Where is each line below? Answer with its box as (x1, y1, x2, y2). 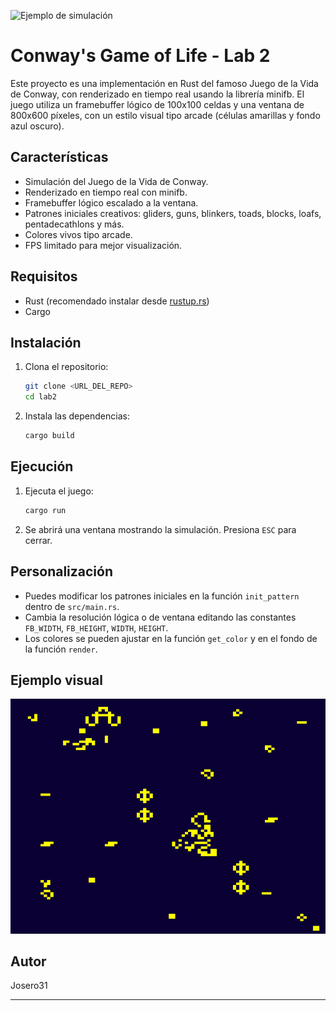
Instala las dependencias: (24, 410, 130, 422)
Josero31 (10, 980, 48, 992)
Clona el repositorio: (24, 361, 109, 373)
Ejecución (10, 458, 74, 475)
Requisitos (10, 268, 78, 285)
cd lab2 (24, 392, 57, 402)
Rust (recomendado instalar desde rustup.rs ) (24, 295, 210, 307)
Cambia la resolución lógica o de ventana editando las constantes (24, 611, 297, 623)
